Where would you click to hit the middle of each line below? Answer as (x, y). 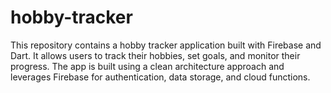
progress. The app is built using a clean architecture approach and (147, 66)
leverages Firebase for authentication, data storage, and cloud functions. (160, 77)
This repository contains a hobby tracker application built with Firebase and (166, 45)
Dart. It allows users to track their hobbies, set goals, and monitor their (155, 55)
